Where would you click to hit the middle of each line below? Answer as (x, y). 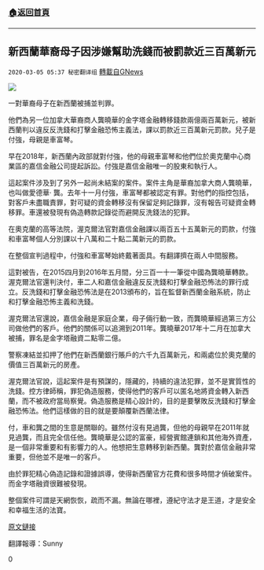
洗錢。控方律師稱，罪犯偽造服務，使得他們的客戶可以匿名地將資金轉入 (122, 392)
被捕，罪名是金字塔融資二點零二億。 (67, 338)
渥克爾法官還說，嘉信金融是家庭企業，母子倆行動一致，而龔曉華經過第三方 (128, 318)
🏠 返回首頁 (29, 12)
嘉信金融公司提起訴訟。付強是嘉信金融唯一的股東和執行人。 (125, 166)
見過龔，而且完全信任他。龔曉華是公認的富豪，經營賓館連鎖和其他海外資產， (132, 437)
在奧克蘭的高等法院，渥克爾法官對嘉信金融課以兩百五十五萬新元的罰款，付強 (132, 229)
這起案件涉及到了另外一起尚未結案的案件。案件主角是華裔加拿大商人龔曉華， (132, 183)
